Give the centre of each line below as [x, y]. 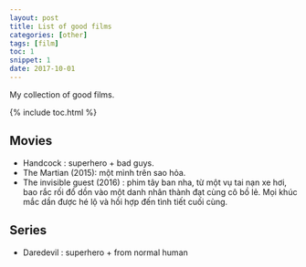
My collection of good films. [62, 94]
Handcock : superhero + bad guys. [89, 163]
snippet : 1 [30, 60]
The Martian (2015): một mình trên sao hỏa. [104, 172]
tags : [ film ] [34, 43]
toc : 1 [22, 52]
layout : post [34, 18]
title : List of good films [61, 26]
